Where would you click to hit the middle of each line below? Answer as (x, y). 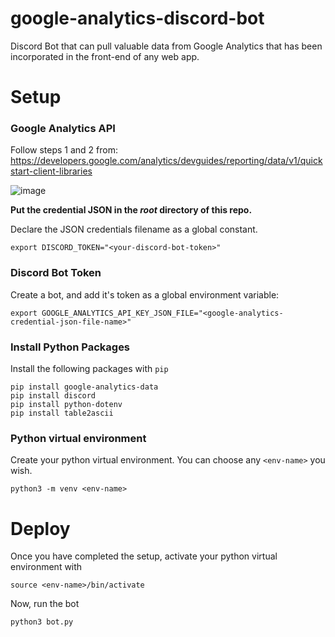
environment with (46, 567)
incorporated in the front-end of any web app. (105, 56)
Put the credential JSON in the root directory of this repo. (131, 210)
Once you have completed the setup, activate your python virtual (144, 556)
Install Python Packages (70, 347)
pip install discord (53, 396)
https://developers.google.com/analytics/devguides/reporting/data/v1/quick (166, 161)
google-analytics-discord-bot (137, 18)
